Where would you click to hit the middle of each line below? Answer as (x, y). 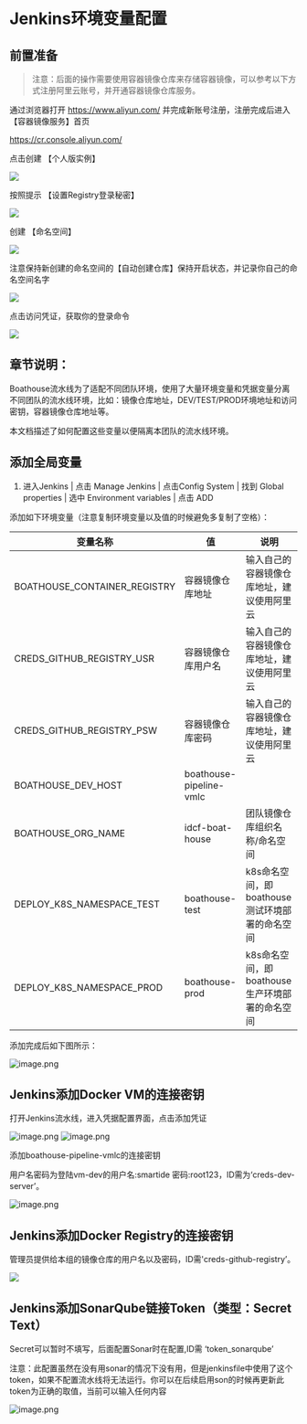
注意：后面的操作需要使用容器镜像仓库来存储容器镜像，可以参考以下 (160, 79)
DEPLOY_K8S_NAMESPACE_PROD (88, 987)
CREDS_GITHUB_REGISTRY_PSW (86, 730)
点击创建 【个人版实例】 (55, 158)
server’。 (26, 1186)
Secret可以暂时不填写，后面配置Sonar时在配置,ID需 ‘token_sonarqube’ (142, 1349)
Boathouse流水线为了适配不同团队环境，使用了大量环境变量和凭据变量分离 (150, 388)
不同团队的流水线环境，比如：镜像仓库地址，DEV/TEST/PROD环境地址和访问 (153, 399)
